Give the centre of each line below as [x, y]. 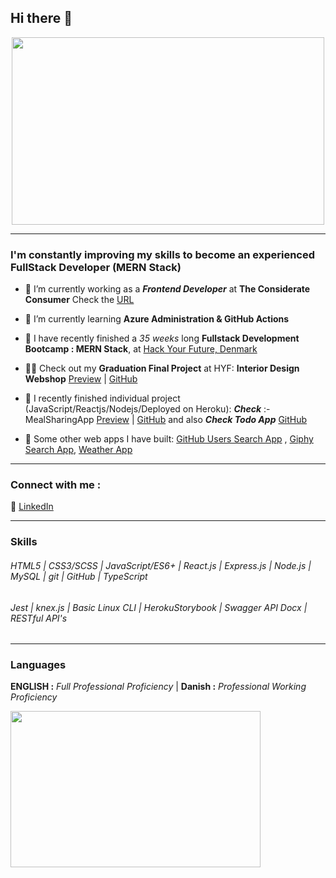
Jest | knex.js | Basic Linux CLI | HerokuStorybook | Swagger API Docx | [159, 607]
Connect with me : [56, 485]
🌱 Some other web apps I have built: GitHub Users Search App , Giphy [169, 439]
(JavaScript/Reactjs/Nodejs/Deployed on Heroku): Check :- [147, 409]
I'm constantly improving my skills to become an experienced [163, 254]
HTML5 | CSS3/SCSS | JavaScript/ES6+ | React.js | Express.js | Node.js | [161, 565]
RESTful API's [39, 618]
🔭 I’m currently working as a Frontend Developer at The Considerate [167, 289]
